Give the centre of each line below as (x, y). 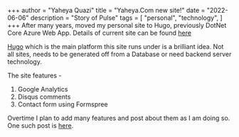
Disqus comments (44, 97)
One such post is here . (41, 126)
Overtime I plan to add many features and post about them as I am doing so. (119, 118)
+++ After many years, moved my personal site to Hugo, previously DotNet (117, 25)
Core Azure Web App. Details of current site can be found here (100, 33)
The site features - (34, 75)
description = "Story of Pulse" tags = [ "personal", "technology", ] (126, 18)
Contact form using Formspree (63, 104)
